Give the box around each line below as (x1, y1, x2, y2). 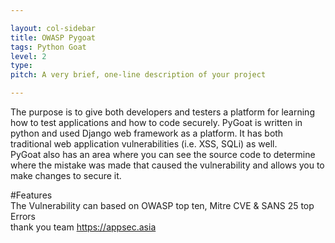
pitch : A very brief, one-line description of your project (10, 70, 267, 80)
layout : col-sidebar (10, 23, 97, 33)
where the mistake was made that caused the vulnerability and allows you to (10, 159, 325, 171)
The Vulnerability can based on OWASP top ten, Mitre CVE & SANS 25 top (10, 200, 315, 211)
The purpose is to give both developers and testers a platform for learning (10, 106, 315, 118)
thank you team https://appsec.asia (10, 221, 157, 233)
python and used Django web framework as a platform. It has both (10, 127, 284, 139)
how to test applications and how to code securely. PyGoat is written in (10, 117, 303, 128)
